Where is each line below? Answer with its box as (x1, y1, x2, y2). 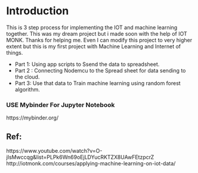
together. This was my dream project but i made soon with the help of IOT (6, 30, 187, 37)
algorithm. (14, 86, 40, 93)
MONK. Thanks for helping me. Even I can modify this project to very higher (6, 36, 193, 43)
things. (6, 49, 23, 56)
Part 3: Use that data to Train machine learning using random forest (14, 79, 181, 87)
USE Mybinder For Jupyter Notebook (6, 100, 115, 109)
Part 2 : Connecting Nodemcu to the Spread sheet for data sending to (14, 67, 186, 74)
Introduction (6, 4, 69, 18)
